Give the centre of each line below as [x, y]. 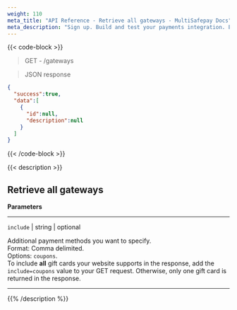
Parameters [25, 207]
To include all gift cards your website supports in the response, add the [111, 263]
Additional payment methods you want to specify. [79, 241]
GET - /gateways [49, 61]
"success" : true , [37, 94]
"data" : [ [26, 101]
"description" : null [54, 120]
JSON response [48, 74]
